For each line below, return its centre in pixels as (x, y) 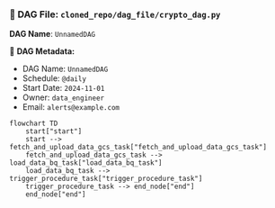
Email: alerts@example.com (71, 107)
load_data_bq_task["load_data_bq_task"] (86, 163)
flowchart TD (34, 124)
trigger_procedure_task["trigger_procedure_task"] (106, 179)
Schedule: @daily (54, 78)
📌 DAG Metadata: (42, 51)
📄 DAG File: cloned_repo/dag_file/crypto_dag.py (115, 14)
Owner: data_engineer (63, 97)
